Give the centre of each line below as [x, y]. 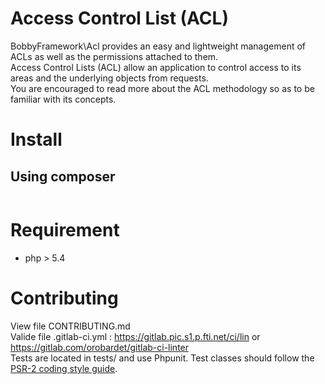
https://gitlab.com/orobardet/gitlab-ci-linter [100, 347]
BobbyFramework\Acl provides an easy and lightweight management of [158, 46]
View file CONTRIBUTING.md [70, 326]
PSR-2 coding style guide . [64, 368]
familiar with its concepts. [63, 99]
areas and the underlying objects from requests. [109, 78]
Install [36, 139]
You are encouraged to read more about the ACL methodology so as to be [162, 88]
